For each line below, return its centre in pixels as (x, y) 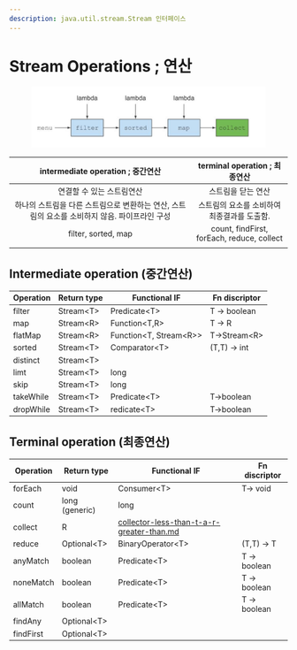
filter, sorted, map (100, 233)
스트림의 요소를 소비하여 (240, 205)
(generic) (79, 509)
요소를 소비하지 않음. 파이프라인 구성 (108, 216)
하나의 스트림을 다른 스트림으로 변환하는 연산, (92, 205)
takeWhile (31, 397)
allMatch (28, 604)
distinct (27, 360)
